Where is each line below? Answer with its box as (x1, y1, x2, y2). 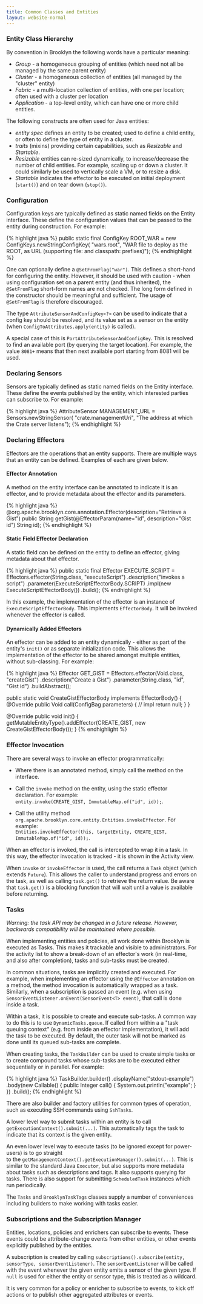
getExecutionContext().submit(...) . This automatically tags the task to (6, 1124, 185, 1132)
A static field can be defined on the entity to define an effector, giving (6, 549, 180, 556)
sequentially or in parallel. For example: (6, 1063, 104, 1070)
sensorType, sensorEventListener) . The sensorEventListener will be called (6, 1260, 193, 1267)
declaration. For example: (15, 791, 79, 798)
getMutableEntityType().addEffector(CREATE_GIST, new (6, 719, 146, 727)
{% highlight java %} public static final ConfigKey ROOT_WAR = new (6, 235, 177, 242)
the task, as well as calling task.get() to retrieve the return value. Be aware (6, 877, 195, 884)
